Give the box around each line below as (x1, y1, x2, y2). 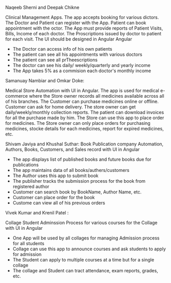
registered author (12, 184, 50, 189)
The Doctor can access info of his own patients (12, 46, 112, 52)
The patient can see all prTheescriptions (12, 57, 98, 63)
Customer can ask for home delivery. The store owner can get (5, 104, 136, 110)
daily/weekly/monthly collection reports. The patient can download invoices (5, 110, 164, 115)
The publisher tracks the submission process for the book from (12, 178, 145, 184)
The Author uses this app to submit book (12, 172, 99, 179)
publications (12, 162, 39, 168)
